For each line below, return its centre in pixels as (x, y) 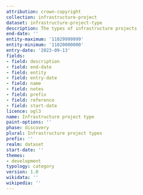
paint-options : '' (29, 122)
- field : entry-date (32, 78)
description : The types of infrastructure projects (71, 28)
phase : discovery (28, 128)
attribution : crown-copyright (44, 12)
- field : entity (26, 73)
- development (24, 161)
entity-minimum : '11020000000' (45, 45)
